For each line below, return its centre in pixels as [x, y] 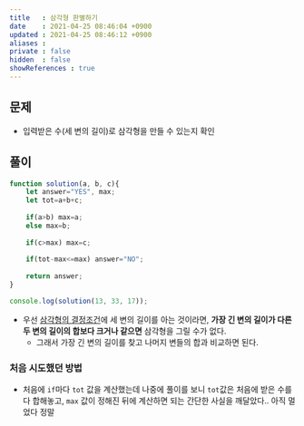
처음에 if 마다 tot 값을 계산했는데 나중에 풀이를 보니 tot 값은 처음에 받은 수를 [157, 390]
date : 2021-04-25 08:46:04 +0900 [81, 26]
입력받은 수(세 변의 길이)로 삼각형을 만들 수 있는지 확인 [118, 131]
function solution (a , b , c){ [64, 184]
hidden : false [40, 60]
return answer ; [54, 276]
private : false [40, 52]
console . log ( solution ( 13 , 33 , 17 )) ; [78, 301]
